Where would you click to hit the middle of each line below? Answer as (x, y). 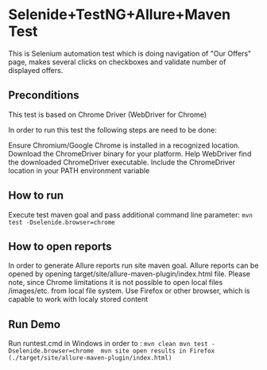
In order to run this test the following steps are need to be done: (112, 129)
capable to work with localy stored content (78, 299)
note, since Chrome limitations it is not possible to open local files (116, 283)
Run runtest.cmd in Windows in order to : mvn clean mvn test (108, 344)
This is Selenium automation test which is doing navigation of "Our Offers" (130, 53)
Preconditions (44, 96)
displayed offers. (36, 70)
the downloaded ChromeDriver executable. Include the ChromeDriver (122, 162)
